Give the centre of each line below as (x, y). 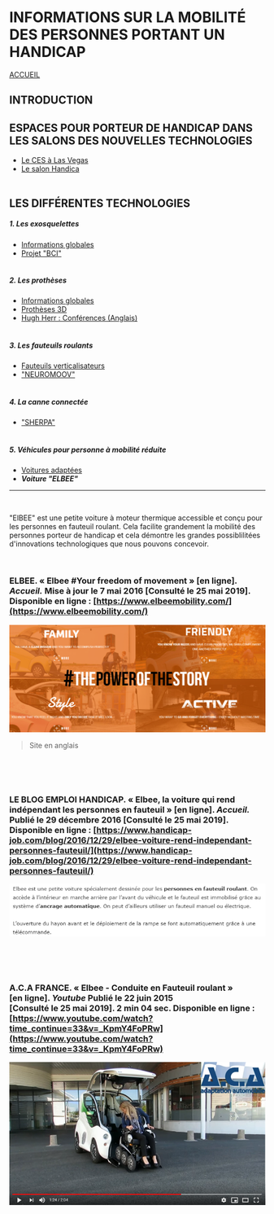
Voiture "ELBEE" (49, 479)
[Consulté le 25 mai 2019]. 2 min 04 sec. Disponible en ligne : (132, 1008)
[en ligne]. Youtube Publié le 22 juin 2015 (91, 997)
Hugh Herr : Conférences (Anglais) (79, 318)
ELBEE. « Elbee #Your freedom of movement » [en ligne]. (124, 581)
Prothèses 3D (44, 309)
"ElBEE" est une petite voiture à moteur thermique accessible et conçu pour (136, 518)
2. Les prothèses (38, 280)
